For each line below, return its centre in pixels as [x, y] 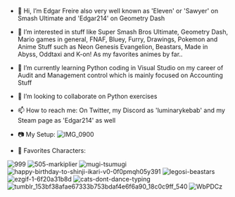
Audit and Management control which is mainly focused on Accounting [120, 75]
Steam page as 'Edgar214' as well [66, 120]
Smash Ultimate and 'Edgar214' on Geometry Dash [91, 18]
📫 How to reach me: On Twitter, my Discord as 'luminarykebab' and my [121, 110]
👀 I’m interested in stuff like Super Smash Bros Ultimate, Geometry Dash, [123, 32]
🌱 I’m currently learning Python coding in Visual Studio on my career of [120, 68]
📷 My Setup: [37, 134]
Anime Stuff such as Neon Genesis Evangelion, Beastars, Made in [113, 47]
